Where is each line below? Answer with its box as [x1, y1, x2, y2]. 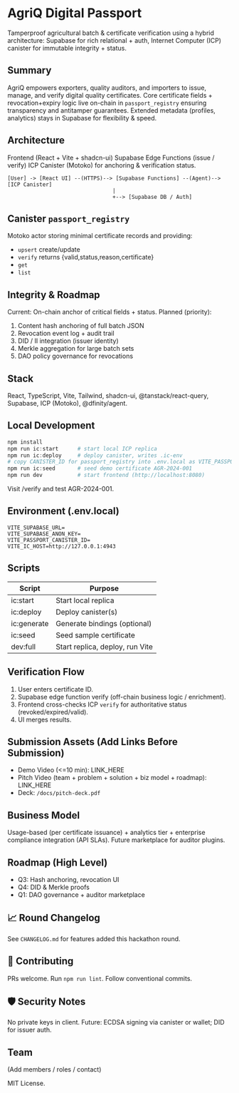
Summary [7, 64, 52, 76]
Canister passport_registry [7, 212, 130, 225]
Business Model [7, 809, 80, 821]
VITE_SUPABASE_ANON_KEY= [7, 530, 81, 538]
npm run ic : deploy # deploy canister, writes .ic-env [7, 451, 183, 459]
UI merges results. [17, 715, 72, 724]
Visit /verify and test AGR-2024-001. [7, 485, 115, 493]
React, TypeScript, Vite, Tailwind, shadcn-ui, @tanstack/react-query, [7, 391, 209, 400]
